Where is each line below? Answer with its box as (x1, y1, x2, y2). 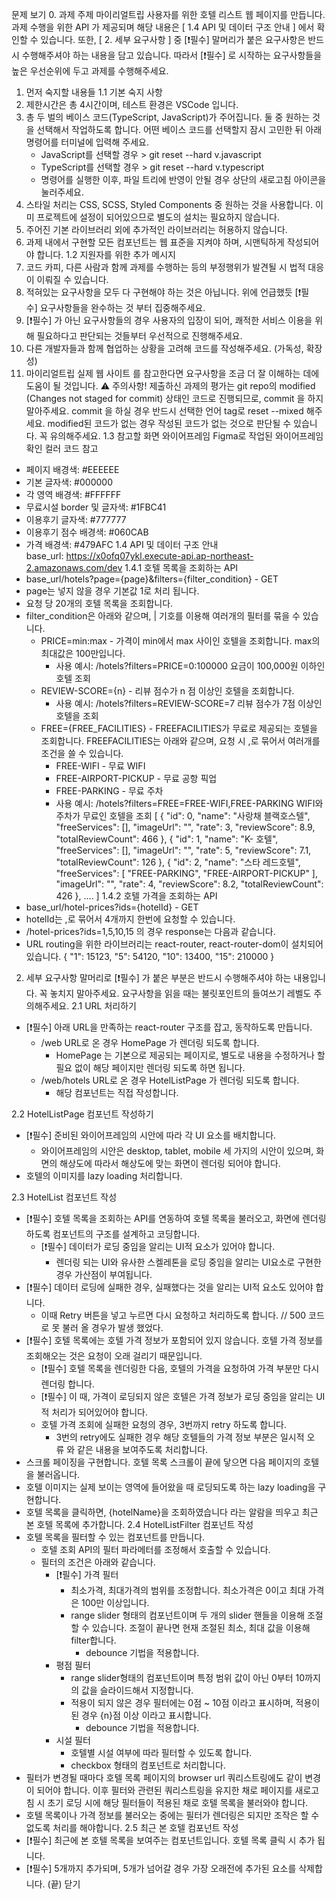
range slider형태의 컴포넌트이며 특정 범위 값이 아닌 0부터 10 (70, 1672, 306, 1683)
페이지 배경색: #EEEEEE (25, 464, 120, 475)
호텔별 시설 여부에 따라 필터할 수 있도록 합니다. (70, 1747, 253, 1758)
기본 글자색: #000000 (25, 476, 113, 488)
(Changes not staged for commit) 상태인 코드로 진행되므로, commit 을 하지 (25, 393, 324, 404)
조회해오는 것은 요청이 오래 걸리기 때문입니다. (25, 1350, 203, 1362)
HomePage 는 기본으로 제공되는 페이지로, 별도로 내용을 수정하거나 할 (55, 1049, 326, 1061)
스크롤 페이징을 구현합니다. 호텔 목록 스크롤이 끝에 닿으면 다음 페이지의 (25, 1456, 301, 1468)
